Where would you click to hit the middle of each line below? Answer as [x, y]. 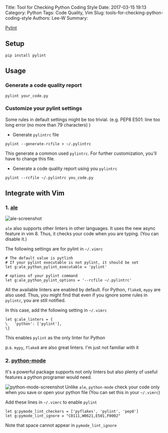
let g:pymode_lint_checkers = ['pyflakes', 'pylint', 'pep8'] [72, 411]
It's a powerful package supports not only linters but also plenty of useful [81, 372]
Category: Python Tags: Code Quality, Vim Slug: [55, 13]
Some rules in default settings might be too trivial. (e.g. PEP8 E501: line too [83, 119]
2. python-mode [26, 361]
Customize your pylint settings [44, 108]
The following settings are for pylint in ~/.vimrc [54, 249]
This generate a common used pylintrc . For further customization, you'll [81, 153]
